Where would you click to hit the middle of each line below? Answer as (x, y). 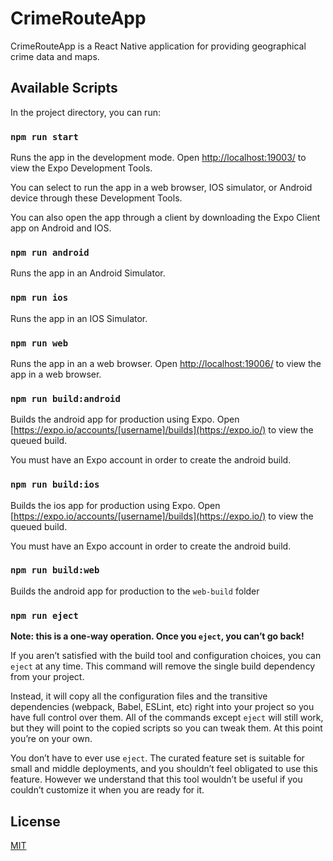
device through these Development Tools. (96, 198)
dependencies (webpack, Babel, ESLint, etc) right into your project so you (162, 707)
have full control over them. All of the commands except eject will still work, (167, 718)
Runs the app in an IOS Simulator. (79, 318)
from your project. (47, 677)
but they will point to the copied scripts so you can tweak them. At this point (166, 728)
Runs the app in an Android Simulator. (88, 273)
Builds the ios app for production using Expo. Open (115, 505)
